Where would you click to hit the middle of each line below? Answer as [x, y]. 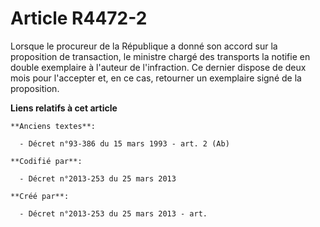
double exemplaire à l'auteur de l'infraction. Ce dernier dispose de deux [158, 67]
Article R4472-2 [79, 18]
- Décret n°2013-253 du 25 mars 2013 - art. [113, 213]
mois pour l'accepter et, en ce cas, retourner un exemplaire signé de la [156, 78]
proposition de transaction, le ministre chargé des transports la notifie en [160, 56]
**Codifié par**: [46, 161]
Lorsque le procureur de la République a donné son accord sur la [144, 46]
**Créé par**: [40, 196]
